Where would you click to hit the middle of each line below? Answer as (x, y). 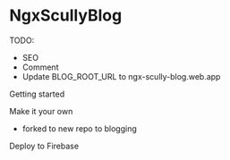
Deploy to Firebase (44, 146)
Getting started (37, 94)
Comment (40, 67)
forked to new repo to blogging (79, 128)
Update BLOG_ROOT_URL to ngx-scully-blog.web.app (121, 76)
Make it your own (41, 111)
